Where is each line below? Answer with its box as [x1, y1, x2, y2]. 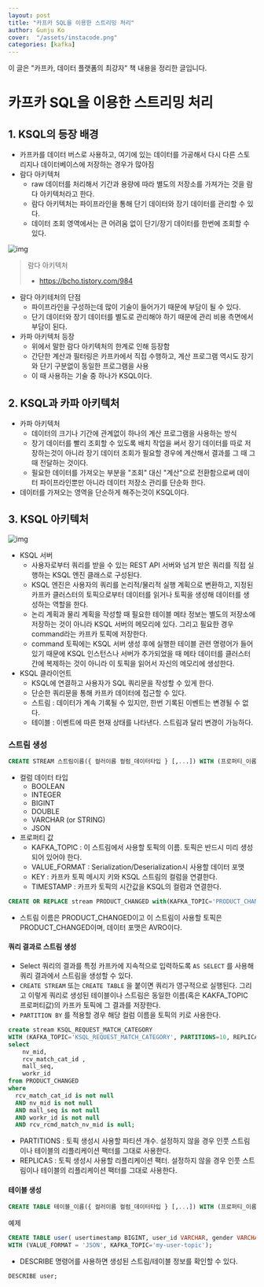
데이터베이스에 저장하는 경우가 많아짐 [40, 160, 155, 169]
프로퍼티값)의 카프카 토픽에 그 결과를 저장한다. [19, 1001, 161, 1009]
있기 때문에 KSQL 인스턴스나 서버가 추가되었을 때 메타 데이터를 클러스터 [31, 648, 251, 658]
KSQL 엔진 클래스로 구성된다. [52, 570, 142, 579]
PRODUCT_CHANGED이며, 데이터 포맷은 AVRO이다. [19, 922, 182, 932]
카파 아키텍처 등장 [19, 332, 75, 341]
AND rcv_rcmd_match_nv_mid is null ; [15, 1121, 135, 1129]
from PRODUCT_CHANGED [8, 1077, 79, 1086]
